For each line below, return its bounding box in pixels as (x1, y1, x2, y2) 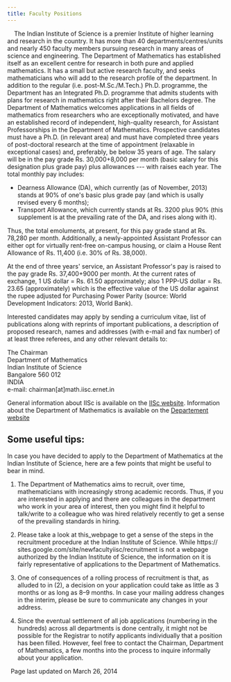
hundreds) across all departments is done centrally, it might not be (17, 624, 207, 633)
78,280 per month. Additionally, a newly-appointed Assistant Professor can (7, 234, 222, 242)
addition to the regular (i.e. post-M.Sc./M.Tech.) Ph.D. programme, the (7, 81, 208, 89)
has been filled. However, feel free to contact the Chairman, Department (17, 639, 224, 647)
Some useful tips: (7, 434, 85, 445)
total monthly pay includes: (7, 170, 85, 178)
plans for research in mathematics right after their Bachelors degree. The (7, 95, 216, 104)
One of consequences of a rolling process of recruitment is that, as (17, 573, 209, 582)
